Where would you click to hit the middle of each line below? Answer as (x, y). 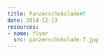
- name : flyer (28, 33)
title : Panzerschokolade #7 (47, 14)
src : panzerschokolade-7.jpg (56, 40)
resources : (23, 27)
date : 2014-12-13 (33, 20)
